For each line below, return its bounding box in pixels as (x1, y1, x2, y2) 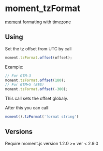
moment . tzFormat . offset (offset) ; (5, 55, 73, 60)
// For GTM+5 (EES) (5, 82, 44, 87)
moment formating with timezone (5, 19, 71, 25)
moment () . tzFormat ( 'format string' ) (5, 114, 79, 119)
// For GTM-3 (5, 73, 31, 78)
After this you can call (5, 105, 48, 111)
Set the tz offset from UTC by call (5, 45, 72, 51)
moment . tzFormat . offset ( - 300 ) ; (5, 87, 68, 92)
